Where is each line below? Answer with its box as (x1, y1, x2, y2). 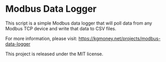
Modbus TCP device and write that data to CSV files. (5, 25, 117, 31)
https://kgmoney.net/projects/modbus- (78, 35, 161, 42)
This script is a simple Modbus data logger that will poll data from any (5, 20, 152, 26)
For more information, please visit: (5, 35, 78, 42)
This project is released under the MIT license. (5, 51, 103, 57)
